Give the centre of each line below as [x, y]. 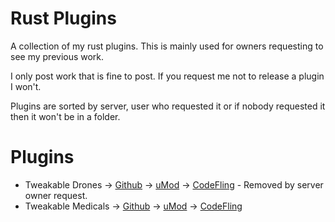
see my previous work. [57, 56]
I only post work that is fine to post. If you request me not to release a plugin [167, 76]
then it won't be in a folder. [65, 116]
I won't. [26, 86]
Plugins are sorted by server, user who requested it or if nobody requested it [168, 106]
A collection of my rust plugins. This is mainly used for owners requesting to [167, 46]
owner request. [56, 195]
